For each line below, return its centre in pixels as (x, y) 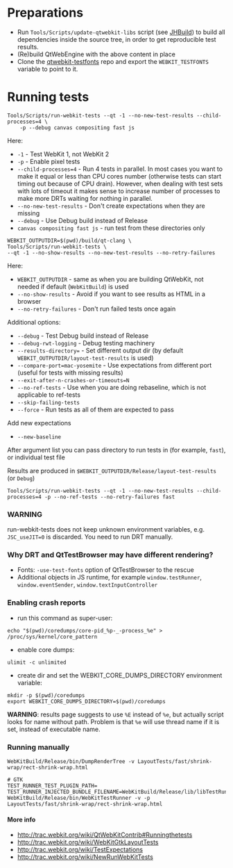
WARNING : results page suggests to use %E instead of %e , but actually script (115, 714)
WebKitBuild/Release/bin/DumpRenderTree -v (71, 762)
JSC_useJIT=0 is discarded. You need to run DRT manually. (90, 537)
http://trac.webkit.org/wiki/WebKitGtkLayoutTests (88, 842)
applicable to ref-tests (49, 395)
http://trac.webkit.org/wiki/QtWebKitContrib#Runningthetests (105, 835)
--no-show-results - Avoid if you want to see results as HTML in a (111, 294)
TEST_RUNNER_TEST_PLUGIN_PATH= (52, 786)
